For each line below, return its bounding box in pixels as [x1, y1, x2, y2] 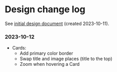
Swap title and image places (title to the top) [19, 56, 112, 62]
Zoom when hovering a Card [19, 61, 80, 67]
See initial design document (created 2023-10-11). [5, 20, 109, 27]
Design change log [5, 4, 85, 15]
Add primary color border [19, 50, 73, 57]
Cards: [12, 45, 26, 51]
